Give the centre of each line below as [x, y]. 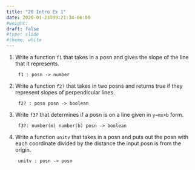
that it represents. [37, 64]
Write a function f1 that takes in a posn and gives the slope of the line [102, 57]
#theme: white [24, 40]
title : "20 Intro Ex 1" [36, 12]
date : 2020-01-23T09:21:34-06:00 [48, 18]
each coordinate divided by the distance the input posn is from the [98, 143]
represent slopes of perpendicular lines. [65, 92]
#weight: [17, 23]
